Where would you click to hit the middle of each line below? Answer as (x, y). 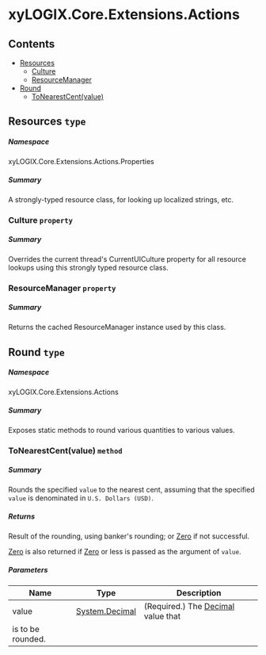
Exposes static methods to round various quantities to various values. (122, 431)
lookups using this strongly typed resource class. (88, 268)
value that (162, 616)
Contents (32, 44)
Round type (36, 352)
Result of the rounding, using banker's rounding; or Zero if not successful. (129, 536)
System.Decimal (106, 611)
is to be (26, 630)
